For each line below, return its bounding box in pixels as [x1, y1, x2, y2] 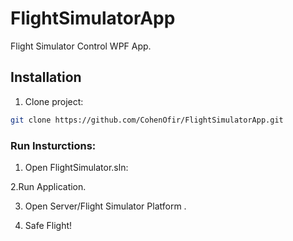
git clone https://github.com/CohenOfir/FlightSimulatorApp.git [10, 115, 284, 125]
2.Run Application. [10, 180, 87, 192]
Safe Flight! [24, 219, 73, 231]
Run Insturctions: [10, 138, 97, 152]
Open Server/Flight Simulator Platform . [24, 200, 187, 212]
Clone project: [24, 95, 84, 107]
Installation [10, 69, 82, 86]
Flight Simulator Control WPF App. [10, 40, 152, 52]
